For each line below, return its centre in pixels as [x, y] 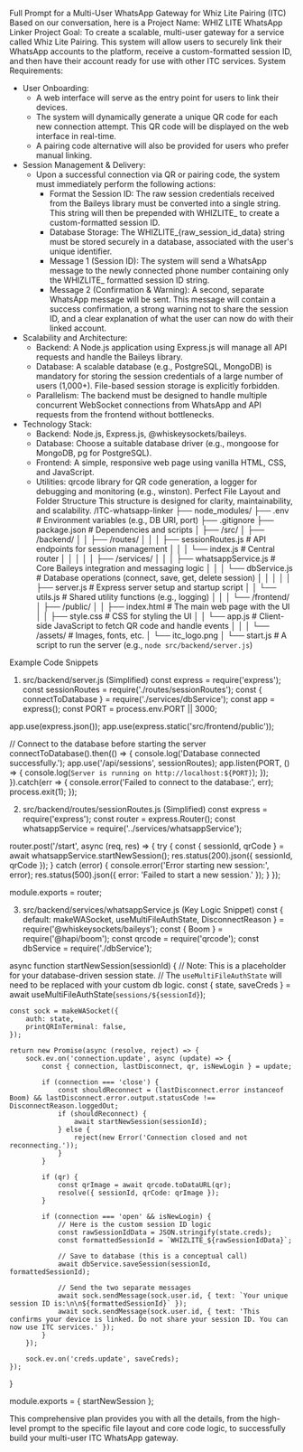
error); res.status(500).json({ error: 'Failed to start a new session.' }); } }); [145, 875]
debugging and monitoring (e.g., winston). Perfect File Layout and [158, 491]
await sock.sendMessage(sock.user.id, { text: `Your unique [173, 1296]
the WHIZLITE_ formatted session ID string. [129, 280]
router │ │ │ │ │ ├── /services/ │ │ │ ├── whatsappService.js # [156, 558]
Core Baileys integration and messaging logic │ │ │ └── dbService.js [164, 568]
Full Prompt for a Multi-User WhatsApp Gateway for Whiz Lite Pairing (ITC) [148, 13]
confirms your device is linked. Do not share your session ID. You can [149, 1319]
